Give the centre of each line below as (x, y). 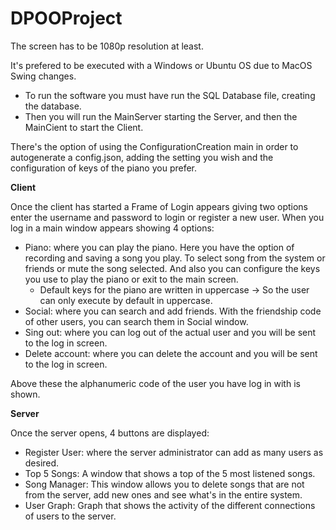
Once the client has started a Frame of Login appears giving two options (159, 206)
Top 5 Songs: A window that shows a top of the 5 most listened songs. (170, 473)
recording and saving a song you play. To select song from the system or (175, 258)
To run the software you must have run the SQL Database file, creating (170, 95)
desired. (42, 463)
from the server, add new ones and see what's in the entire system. (163, 494)
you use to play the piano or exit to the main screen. (131, 279)
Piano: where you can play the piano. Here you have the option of (159, 247)
